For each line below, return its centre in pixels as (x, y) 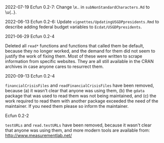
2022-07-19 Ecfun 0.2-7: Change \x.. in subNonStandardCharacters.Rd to (78, 7)
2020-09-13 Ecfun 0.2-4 (30, 76)
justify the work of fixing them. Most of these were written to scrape (74, 56)
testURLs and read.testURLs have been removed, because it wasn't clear (78, 125)
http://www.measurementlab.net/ (38, 135)
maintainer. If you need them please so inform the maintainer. (67, 106)
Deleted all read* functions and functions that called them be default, (75, 46)
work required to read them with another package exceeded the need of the (82, 101)
